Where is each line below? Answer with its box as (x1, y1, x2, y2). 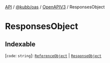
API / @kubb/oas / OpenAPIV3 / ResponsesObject (5, 4, 105, 10)
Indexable (5, 40, 36, 48)
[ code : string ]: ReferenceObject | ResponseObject (5, 53, 102, 58)
